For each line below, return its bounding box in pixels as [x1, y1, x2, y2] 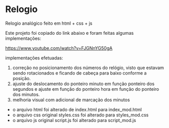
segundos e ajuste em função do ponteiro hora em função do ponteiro [12, 86, 159, 92]
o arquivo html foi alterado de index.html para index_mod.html [12, 106, 142, 112]
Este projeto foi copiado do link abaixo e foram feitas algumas [5, 30, 134, 36]
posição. [12, 75, 31, 81]
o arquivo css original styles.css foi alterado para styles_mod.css [12, 112, 149, 118]
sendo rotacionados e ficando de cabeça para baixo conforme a [12, 70, 147, 76]
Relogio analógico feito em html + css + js [5, 20, 93, 26]
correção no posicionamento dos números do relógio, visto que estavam [12, 65, 164, 71]
